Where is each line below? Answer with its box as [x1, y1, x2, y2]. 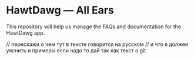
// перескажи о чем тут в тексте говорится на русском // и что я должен [6, 41, 189, 48]
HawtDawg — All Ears [6, 4, 115, 17]
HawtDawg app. [6, 29, 45, 36]
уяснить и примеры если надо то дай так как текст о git [6, 46, 146, 54]
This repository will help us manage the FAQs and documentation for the [6, 23, 181, 30]
